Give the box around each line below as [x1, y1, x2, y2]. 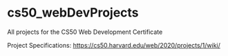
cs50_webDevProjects [7, 5, 140, 21]
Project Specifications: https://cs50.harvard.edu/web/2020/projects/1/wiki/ [7, 41, 221, 49]
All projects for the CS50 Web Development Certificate [7, 28, 163, 36]
